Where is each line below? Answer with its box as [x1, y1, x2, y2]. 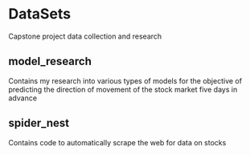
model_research [8, 55, 92, 68]
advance [8, 93, 38, 103]
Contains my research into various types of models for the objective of [8, 75, 243, 85]
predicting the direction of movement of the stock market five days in [8, 84, 238, 94]
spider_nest [8, 116, 70, 130]
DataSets [8, 5, 71, 23]
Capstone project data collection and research [8, 31, 162, 41]
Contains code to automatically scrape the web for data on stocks [8, 137, 227, 147]
